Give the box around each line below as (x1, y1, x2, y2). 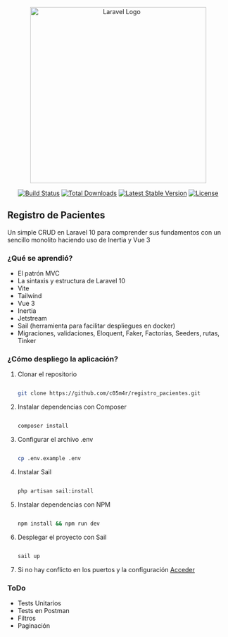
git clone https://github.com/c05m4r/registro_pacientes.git (17, 390, 201, 397)
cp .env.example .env (17, 455, 81, 462)
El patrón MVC (17, 269, 60, 278)
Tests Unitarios (17, 599, 62, 607)
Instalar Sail (17, 468, 51, 476)
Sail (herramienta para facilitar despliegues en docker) (17, 321, 176, 330)
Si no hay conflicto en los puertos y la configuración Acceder (17, 565, 196, 574)
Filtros (17, 614, 37, 622)
